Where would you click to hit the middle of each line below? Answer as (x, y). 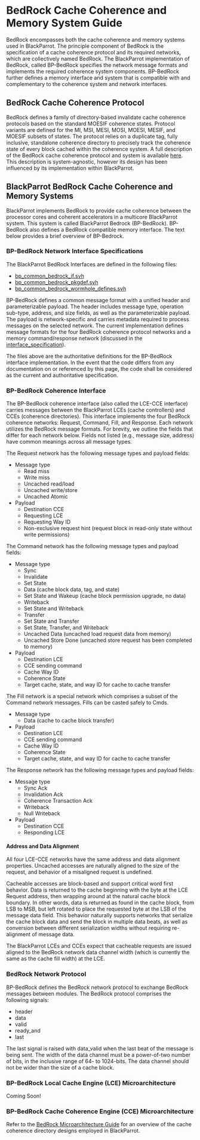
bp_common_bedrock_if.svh (50, 276)
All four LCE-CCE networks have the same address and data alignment (93, 859)
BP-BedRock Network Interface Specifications (75, 251)
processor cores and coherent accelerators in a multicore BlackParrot (92, 217)
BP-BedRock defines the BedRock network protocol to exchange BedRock (97, 987)
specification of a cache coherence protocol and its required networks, (93, 52)
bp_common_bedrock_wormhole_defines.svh (70, 288)
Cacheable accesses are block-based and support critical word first (90, 884)
